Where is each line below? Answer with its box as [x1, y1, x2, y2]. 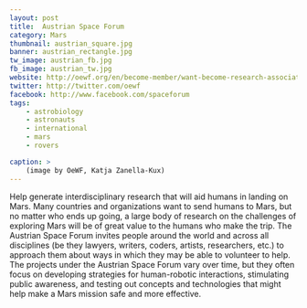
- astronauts [26, 115, 76, 124]
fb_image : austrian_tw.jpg [9, 65, 112, 74]
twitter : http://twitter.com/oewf [9, 81, 142, 90]
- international [26, 124, 89, 133]
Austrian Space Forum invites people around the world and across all [9, 229, 270, 240]
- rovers [26, 141, 59, 150]
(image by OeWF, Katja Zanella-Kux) [26, 165, 166, 175]
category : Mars [9, 30, 68, 39]
